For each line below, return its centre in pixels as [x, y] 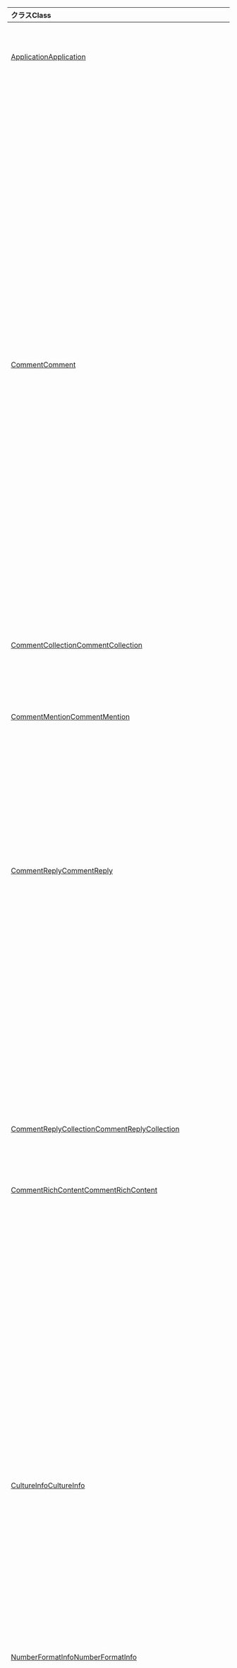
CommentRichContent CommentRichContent [84, 1190]
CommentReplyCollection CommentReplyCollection [95, 1129]
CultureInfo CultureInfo [48, 1485]
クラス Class [31, 15]
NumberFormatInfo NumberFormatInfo [74, 1657]
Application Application [48, 57]
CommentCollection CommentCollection [77, 645]
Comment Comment [43, 365]
